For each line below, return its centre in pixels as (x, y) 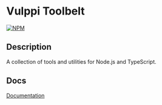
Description (29, 47)
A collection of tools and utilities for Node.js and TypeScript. (81, 61)
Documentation (25, 95)
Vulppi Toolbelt (46, 11)
